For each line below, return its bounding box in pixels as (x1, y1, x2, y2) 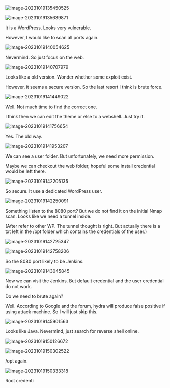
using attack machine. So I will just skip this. (5, 308, 98, 315)
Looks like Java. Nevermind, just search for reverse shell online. (5, 328, 139, 334)
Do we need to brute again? (5, 293, 64, 299)
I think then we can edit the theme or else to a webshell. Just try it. (5, 114, 145, 119)
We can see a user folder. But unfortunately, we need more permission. (5, 153, 154, 159)
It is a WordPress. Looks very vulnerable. (5, 24, 92, 31)
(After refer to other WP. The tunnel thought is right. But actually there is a (5, 223, 160, 229)
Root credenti (5, 378, 34, 383)
